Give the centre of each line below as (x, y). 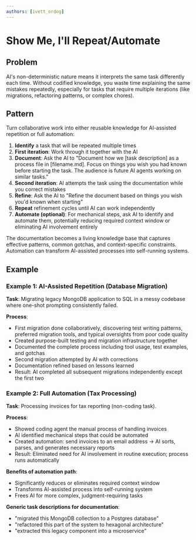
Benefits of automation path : (42, 472)
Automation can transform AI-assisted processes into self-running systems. (98, 251)
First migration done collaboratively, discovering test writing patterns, (99, 328)
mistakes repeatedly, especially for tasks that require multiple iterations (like (98, 89)
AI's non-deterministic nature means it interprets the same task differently (95, 77)
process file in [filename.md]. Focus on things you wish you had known (101, 164)
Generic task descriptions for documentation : (63, 507)
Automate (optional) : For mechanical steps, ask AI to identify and (94, 214)
